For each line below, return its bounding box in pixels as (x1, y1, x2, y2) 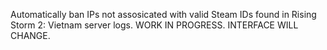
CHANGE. (10, 30, 51, 41)
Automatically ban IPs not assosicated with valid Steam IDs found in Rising (10, 9, 317, 20)
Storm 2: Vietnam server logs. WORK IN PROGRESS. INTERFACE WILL (10, 19, 299, 31)
